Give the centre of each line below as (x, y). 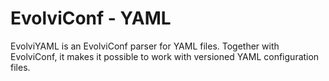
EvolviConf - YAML (91, 18)
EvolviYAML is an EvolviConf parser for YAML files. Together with (145, 46)
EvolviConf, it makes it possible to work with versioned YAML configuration (165, 56)
